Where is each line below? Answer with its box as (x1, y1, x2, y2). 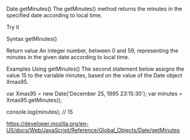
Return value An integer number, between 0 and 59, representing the (6, 47, 178, 54)
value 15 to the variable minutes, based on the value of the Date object (6, 72, 183, 79)
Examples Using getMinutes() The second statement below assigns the (6, 65, 185, 72)
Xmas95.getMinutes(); (6, 97, 63, 103)
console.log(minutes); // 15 (6, 108, 73, 115)
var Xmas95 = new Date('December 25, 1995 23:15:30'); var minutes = (6, 90, 183, 97)
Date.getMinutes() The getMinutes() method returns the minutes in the (6, 5, 183, 12)
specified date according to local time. (6, 12, 103, 19)
